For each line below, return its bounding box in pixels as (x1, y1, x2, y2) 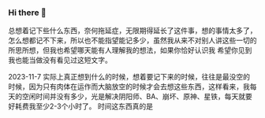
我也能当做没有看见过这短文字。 (8, 55, 112, 65)
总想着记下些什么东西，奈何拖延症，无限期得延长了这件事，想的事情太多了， (8, 26, 257, 35)
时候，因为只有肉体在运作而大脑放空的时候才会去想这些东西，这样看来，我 (8, 82, 250, 91)
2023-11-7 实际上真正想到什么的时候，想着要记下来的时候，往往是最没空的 (8, 72, 251, 82)
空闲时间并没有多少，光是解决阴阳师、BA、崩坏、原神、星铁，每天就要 (21, 92, 252, 101)
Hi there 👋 (8, 7, 47, 18)
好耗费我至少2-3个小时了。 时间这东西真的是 (8, 101, 154, 111)
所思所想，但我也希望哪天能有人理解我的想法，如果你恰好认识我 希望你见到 (8, 46, 252, 55)
